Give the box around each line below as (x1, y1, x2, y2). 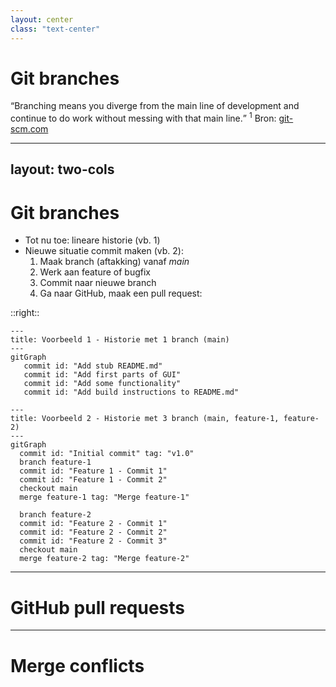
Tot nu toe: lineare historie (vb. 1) (24, 234, 161, 246)
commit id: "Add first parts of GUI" (23, 370, 182, 380)
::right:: (10, 307, 40, 319)
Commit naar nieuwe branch (39, 277, 157, 289)
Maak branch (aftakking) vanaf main (39, 256, 190, 268)
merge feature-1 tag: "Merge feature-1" (19, 492, 190, 503)
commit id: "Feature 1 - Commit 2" (19, 475, 168, 485)
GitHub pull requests (10, 596, 186, 619)
